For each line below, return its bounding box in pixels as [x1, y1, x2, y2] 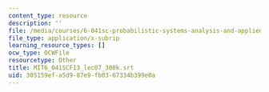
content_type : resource [8, 11, 88, 20]
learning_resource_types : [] [8, 42, 106, 50]
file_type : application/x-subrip [8, 34, 120, 42]
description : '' [8, 19, 62, 27]
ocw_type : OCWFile [8, 49, 70, 57]
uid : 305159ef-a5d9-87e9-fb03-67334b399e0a [8, 71, 156, 79]
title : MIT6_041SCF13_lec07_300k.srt [8, 64, 134, 72]
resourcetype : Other [8, 57, 78, 65]
